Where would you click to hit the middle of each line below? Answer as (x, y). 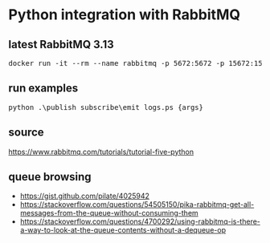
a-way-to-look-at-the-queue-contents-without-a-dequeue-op (123, 230)
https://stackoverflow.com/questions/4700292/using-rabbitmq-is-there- (140, 221)
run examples (43, 89)
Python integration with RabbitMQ (125, 15)
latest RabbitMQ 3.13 (61, 45)
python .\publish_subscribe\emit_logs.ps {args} (106, 107)
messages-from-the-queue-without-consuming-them (109, 213)
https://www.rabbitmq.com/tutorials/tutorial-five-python (101, 152)
